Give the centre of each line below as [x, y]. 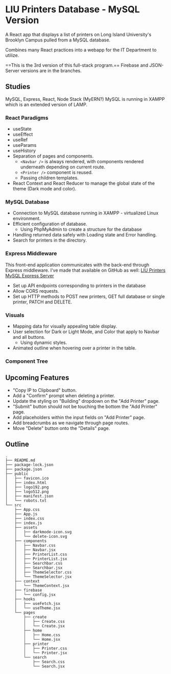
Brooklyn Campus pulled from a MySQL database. [58, 40]
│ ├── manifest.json [29, 496]
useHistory [24, 151]
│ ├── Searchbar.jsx [39, 568]
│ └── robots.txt [26, 501]
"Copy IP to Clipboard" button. [45, 390]
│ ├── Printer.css [45, 648]
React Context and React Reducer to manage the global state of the [84, 183]
